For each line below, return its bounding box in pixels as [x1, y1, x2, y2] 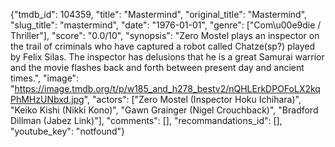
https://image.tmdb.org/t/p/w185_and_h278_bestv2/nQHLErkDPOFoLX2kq [14, 83, 321, 94]
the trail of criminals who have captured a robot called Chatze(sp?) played [10, 40, 316, 52]
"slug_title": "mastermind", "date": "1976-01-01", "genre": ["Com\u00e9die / [10, 19, 322, 31]
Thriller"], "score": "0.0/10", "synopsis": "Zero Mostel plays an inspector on [10, 30, 320, 41]
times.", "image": [10, 72, 80, 84]
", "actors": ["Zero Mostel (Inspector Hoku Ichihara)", [83, 94, 302, 105]
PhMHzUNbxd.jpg [10, 94, 85, 105]
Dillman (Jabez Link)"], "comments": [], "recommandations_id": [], [10, 115, 283, 126]
